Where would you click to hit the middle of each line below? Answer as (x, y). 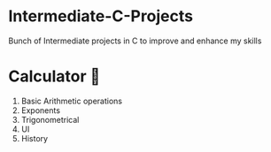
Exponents (41, 110)
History (35, 138)
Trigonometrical (50, 119)
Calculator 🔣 (54, 76)
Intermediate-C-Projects (101, 16)
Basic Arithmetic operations (72, 101)
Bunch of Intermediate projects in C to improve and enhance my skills (135, 41)
